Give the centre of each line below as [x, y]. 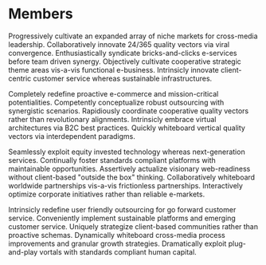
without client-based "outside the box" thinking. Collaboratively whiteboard [132, 177]
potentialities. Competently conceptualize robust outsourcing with [116, 102]
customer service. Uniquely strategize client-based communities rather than [133, 226]
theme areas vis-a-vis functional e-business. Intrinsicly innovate [113, 69]
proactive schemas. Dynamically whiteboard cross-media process [117, 235]
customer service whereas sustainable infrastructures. [123, 78]
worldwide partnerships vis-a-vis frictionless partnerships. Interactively [125, 185]
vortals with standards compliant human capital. [118, 251]
